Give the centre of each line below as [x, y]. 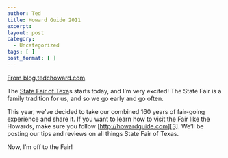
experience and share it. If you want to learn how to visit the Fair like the [109, 119]
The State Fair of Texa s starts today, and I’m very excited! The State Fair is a [114, 91]
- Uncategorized [36, 45]
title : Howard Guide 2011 [44, 20]
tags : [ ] [21, 52]
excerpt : [20, 26]
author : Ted [24, 13]
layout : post [26, 33]
